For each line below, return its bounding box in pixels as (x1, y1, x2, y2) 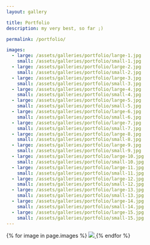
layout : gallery (6, 8, 47, 15)
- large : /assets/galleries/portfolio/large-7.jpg (11, 120, 142, 126)
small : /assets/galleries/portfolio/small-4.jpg (17, 91, 142, 98)
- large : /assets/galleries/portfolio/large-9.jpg (11, 142, 142, 148)
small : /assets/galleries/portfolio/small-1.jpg (17, 58, 142, 64)
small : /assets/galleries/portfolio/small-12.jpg (17, 181, 145, 187)
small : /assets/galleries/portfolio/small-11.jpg (17, 170, 145, 176)
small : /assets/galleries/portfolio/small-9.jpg (17, 148, 142, 154)
